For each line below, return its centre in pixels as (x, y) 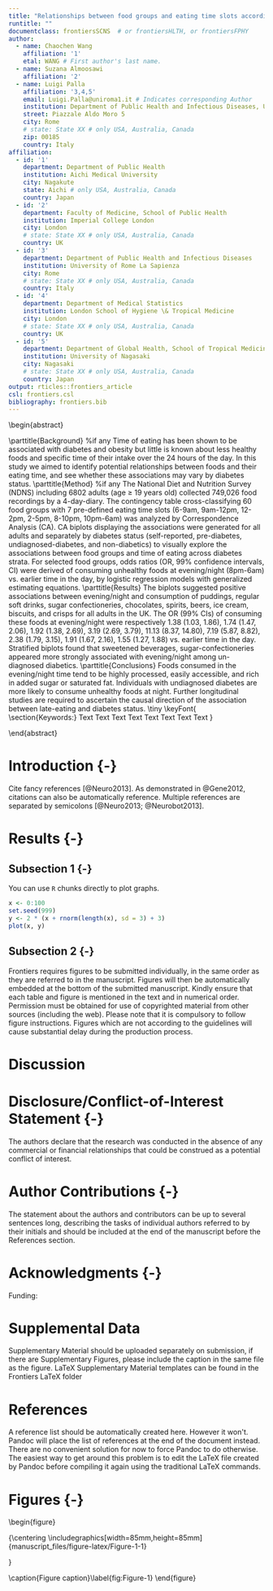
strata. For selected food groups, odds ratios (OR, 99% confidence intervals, (136, 562)
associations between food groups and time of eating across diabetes (125, 553)
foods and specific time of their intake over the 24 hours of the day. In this (132, 458)
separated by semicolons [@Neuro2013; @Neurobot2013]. (106, 806)
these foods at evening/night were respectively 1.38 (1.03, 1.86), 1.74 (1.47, (132, 623)
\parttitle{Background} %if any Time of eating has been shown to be (123, 441)
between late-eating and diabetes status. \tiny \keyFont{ (102, 709)
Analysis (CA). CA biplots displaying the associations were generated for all (134, 527)
